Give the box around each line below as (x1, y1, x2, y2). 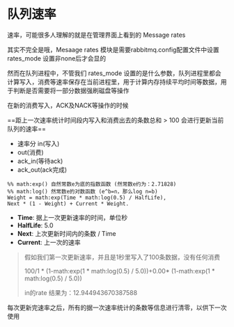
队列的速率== (7, 125, 47, 133)
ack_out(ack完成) (17, 165, 68, 174)
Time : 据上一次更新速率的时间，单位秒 (17, 213, 128, 221)
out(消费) (17, 147, 44, 157)
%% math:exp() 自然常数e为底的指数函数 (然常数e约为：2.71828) (7, 180, 177, 188)
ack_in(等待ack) (17, 157, 63, 165)
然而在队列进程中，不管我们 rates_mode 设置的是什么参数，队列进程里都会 (7, 69, 221, 77)
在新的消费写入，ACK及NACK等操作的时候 (7, 101, 129, 109)
